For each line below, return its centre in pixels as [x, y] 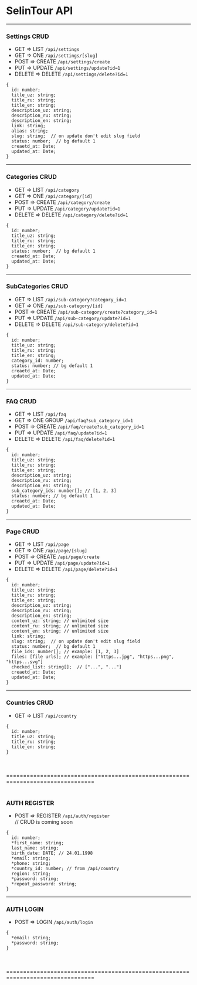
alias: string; [30, 131]
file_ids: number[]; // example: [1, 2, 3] [65, 652]
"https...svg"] [25, 662]
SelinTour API [40, 11]
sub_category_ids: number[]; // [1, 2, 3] [64, 491]
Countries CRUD [30, 703]
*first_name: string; [38, 843]
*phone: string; [31, 864]
